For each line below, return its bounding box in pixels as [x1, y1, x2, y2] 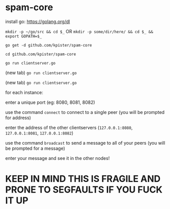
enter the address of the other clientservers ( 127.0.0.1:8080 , [5, 124, 133, 130]
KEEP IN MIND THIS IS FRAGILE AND [5, 173, 161, 185]
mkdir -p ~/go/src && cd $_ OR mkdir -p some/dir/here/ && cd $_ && [5, 28, 154, 34]
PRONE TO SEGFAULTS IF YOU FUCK [5, 184, 163, 196]
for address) [5, 114, 32, 121]
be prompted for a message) [5, 145, 65, 151]
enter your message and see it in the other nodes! [5, 155, 110, 161]
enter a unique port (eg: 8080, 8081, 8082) [5, 99, 95, 105]
